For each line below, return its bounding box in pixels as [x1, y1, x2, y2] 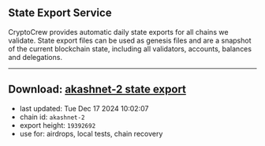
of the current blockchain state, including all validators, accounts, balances [8, 43, 252, 54]
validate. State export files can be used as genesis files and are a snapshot [8, 36, 252, 45]
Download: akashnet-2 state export [8, 83, 187, 96]
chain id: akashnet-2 [19, 112, 85, 122]
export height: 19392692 [19, 120, 96, 129]
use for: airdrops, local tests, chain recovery [19, 129, 163, 138]
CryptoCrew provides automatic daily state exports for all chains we [8, 27, 229, 36]
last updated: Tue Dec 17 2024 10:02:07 [19, 103, 149, 113]
